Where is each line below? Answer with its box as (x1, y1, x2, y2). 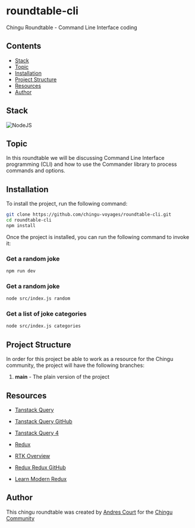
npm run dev (6, 268, 36, 274)
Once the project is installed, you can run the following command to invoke (6, 233, 190, 240)
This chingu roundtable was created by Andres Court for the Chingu (6, 508, 173, 516)
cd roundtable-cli (6, 217, 52, 224)
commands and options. (6, 167, 65, 174)
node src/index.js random (6, 296, 70, 301)
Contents (6, 41, 42, 51)
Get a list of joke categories (6, 310, 87, 318)
